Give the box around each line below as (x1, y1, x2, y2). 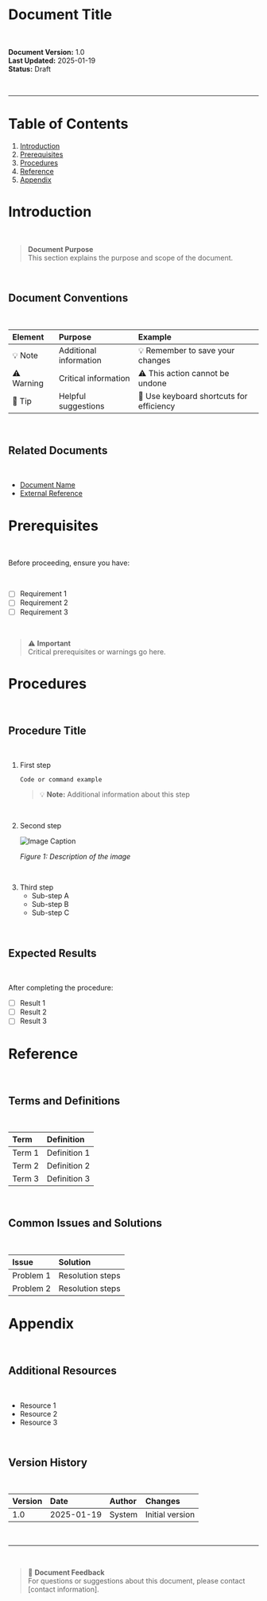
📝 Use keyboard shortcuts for (137, 390, 248, 401)
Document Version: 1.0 (8, 47, 85, 56)
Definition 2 (46, 1161, 91, 1172)
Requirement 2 (19, 598, 68, 607)
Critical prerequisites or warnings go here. (27, 646, 166, 657)
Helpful (58, 390, 86, 401)
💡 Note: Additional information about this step (39, 789, 191, 800)
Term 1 (12, 1147, 40, 1158)
